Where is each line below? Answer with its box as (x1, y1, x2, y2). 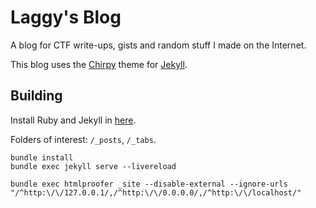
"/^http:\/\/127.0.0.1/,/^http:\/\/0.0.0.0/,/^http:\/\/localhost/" (10, 187, 302, 198)
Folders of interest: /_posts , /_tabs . (10, 133, 157, 145)
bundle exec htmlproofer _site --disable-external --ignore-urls (10, 179, 288, 189)
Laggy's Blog (10, 6, 122, 29)
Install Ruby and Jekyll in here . (10, 114, 137, 126)
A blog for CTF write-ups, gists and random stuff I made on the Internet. (10, 39, 307, 51)
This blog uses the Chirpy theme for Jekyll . (10, 58, 188, 70)
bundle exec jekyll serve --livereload (10, 161, 177, 171)
